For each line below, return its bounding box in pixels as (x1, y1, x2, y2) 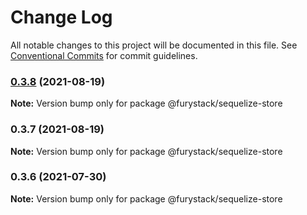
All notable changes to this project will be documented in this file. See (10, 39, 298, 51)
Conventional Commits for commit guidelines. (10, 49, 198, 61)
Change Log (10, 6, 113, 29)
